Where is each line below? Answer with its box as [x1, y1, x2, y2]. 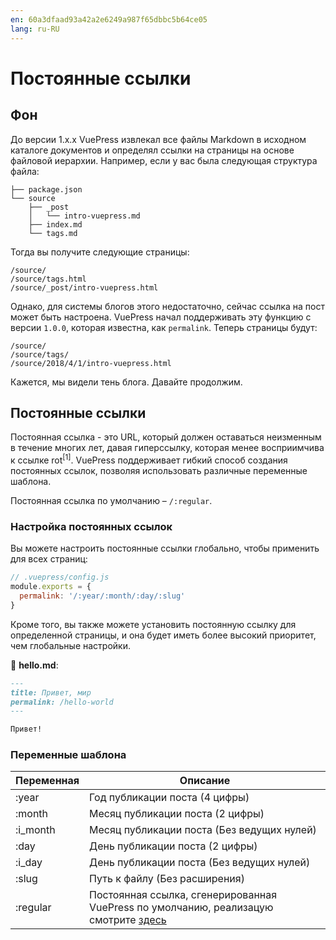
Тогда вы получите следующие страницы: [10, 246, 190, 258]
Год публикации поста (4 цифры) [89, 791, 250, 805]
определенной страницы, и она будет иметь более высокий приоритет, [10, 629, 317, 641]
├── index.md [28, 219, 83, 230]
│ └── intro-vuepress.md [28, 211, 141, 221]
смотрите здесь [89, 913, 167, 927]
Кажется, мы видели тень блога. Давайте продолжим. [10, 376, 243, 388]
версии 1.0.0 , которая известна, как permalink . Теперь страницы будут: [10, 321, 318, 333]
